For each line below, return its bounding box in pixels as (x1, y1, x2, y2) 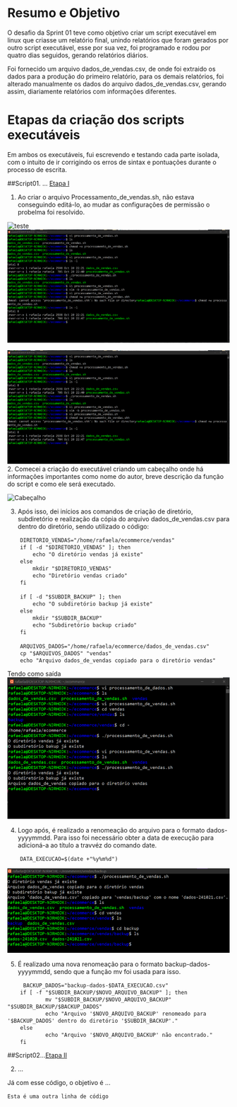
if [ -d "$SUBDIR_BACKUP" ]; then (20, 593, 121, 601)
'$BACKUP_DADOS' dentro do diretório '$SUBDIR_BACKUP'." (7, 1017, 178, 1024)
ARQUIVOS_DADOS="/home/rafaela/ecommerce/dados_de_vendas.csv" (20, 642, 210, 650)
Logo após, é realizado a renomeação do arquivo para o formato (17, 825, 205, 834)
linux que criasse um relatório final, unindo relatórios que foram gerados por (7, 35, 229, 44)
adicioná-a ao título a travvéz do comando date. (17, 840, 157, 850)
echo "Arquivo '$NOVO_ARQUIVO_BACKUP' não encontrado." (44, 1031, 213, 1038)
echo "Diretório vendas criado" (32, 572, 128, 579)
